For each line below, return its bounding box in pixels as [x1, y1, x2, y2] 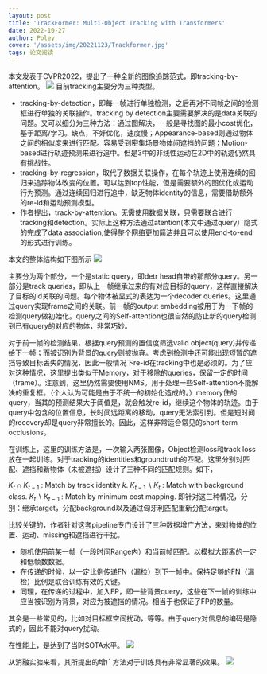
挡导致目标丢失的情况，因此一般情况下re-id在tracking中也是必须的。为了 [8, 358, 246, 367]
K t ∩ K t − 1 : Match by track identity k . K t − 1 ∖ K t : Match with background [8, 481, 244, 492]
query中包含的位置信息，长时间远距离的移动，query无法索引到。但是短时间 [8, 407, 256, 417]
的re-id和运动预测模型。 [19, 198, 99, 207]
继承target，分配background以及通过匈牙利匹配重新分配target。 [21, 503, 233, 512]
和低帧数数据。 [19, 556, 69, 566]
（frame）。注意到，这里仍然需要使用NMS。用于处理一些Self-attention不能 [8, 378, 252, 387]
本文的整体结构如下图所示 [8, 255, 92, 263]
